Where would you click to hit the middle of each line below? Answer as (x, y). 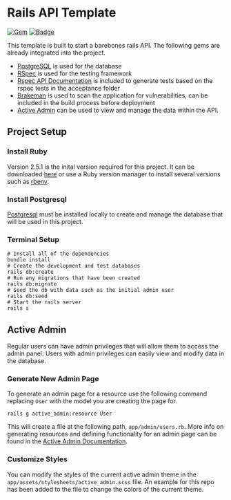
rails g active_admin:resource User (60, 414)
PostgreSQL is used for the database (69, 66)
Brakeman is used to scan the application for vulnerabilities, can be (112, 95)
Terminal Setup (33, 239)
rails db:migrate (32, 284)
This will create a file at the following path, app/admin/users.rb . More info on (115, 427)
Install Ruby (28, 151)
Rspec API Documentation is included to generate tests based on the (115, 80)
